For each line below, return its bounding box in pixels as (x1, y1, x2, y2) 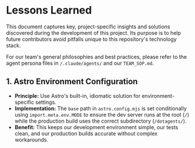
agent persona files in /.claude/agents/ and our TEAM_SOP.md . (6, 60, 154, 67)
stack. (6, 42, 21, 49)
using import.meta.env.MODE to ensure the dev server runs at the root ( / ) (14, 111, 190, 118)
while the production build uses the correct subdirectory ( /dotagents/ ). (14, 117, 187, 124)
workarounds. (14, 136, 49, 143)
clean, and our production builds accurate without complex (14, 130, 157, 137)
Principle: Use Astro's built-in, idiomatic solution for (14, 92, 141, 99)
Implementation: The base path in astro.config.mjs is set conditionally (14, 104, 187, 112)
